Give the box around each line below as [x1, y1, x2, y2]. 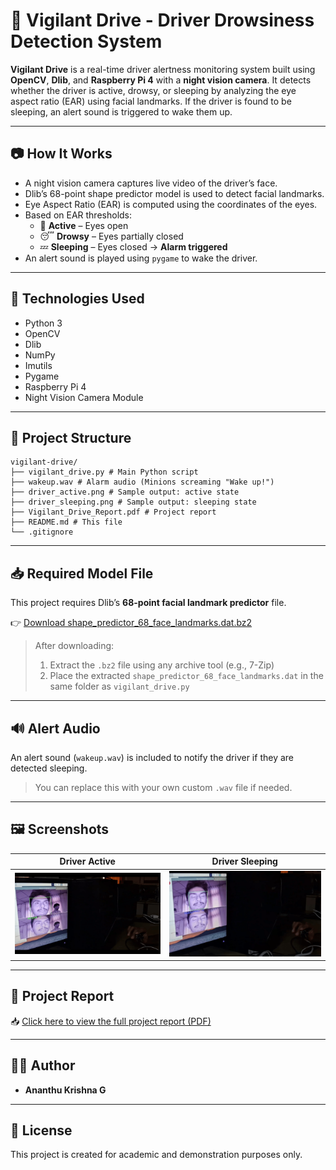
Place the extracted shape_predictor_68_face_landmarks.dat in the [49, 670, 324, 682]
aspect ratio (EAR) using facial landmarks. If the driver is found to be [10, 95, 292, 107]
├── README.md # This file [10, 517, 123, 528]
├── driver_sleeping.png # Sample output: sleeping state [10, 497, 257, 508]
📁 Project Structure [10, 429, 132, 446]
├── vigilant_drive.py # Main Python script [10, 467, 199, 478]
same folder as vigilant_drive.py [49, 680, 190, 693]
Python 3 [24, 317, 63, 329]
